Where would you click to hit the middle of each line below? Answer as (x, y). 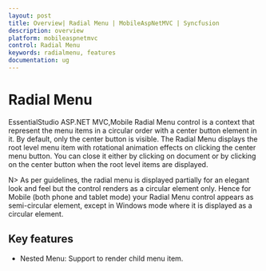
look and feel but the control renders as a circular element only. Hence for (130, 188)
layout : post (30, 16)
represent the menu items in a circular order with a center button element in (133, 130)
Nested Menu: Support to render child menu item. (101, 258)
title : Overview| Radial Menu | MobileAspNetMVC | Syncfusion (114, 23)
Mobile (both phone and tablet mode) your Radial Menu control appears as (131, 197)
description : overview (46, 30)
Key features (41, 239)
